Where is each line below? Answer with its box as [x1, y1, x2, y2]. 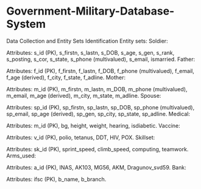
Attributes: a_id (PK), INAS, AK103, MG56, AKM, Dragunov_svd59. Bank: [6, 163, 187, 171]
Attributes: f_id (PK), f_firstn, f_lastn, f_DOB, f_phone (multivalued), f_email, [6, 67, 195, 74]
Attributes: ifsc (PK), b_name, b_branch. [6, 175, 107, 183]
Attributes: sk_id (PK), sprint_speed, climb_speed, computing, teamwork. [6, 145, 189, 153]
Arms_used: [6, 152, 37, 159]
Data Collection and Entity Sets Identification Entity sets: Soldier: [6, 37, 169, 44]
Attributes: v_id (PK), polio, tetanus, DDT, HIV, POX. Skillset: [6, 134, 155, 141]
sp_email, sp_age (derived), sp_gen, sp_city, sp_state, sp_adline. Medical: [6, 110, 191, 117]
